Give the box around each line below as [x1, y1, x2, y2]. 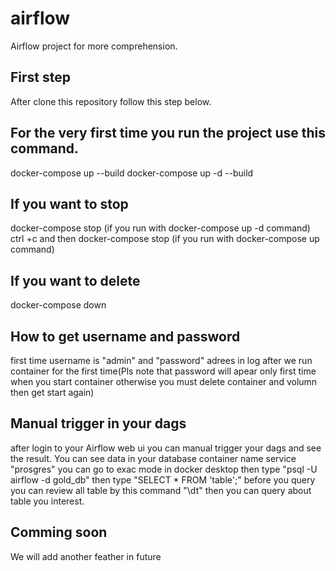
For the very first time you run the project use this [10, 125, 326, 142]
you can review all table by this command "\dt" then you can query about [10, 484, 312, 496]
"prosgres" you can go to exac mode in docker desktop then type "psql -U [10, 463, 318, 475]
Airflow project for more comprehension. [10, 40, 178, 52]
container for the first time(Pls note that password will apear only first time [10, 365, 317, 377]
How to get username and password [10, 328, 241, 345]
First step [10, 69, 71, 86]
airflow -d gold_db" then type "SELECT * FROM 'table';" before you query [10, 473, 316, 486]
